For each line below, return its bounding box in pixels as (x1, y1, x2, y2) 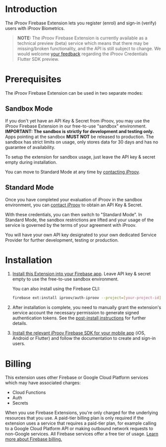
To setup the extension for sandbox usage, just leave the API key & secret (5, 153, 156, 160)
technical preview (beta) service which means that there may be (17, 40, 149, 46)
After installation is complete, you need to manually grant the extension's (12, 304, 162, 310)
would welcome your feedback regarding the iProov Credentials (17, 51, 148, 57)
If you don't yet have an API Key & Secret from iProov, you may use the (5, 118, 150, 124)
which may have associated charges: (5, 380, 81, 386)
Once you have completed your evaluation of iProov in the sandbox (5, 196, 143, 202)
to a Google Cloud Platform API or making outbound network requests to (5, 426, 154, 432)
